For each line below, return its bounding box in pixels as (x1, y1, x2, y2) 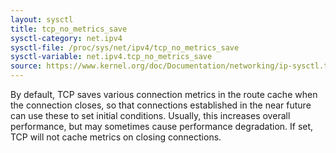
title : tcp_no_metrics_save (10, 24, 128, 34)
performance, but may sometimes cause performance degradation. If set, (10, 121, 314, 132)
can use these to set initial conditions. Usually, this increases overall (10, 110, 291, 121)
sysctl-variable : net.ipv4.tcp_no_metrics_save (10, 52, 213, 62)
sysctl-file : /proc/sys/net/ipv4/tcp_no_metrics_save (10, 42, 240, 53)
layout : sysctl (10, 14, 74, 25)
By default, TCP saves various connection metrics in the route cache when (10, 89, 318, 100)
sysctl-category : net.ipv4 (10, 33, 123, 43)
